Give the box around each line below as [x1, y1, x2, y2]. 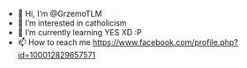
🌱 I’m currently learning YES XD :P [17, 27, 143, 37]
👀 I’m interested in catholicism [17, 18, 127, 28]
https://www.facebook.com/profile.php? [92, 37, 238, 48]
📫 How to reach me [17, 37, 91, 48]
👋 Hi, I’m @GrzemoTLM [17, 9, 103, 19]
